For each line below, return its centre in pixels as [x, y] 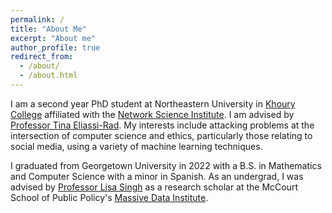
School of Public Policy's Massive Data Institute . [109, 197]
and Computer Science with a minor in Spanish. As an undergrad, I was [157, 176]
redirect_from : [42, 57]
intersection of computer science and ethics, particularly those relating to [161, 135]
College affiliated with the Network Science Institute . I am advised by [152, 114]
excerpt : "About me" [53, 38]
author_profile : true [55, 47]
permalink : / [37, 19]
